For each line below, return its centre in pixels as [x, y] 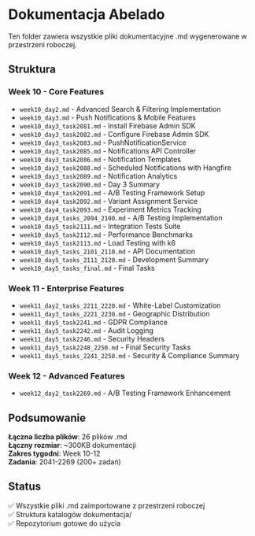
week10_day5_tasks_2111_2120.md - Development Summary [114, 259]
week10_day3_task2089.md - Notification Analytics [98, 176]
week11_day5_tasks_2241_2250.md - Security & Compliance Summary [129, 355]
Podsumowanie [47, 418]
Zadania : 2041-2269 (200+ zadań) [65, 462]
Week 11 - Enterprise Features [66, 288]
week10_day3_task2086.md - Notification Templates [100, 159]
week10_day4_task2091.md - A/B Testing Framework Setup [112, 192]
